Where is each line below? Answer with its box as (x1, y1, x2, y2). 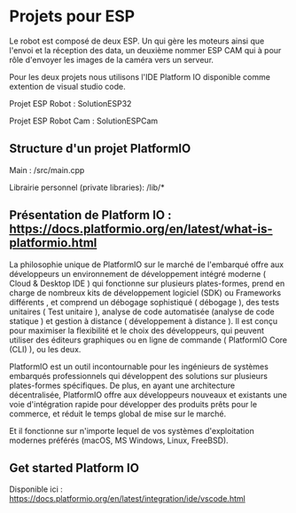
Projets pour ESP (9, 6, 136, 27)
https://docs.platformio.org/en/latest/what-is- (9, 222, 273, 237)
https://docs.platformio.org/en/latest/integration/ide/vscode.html (9, 493, 245, 504)
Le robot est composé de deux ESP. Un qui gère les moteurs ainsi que (9, 36, 265, 46)
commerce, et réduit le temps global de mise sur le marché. (9, 408, 227, 419)
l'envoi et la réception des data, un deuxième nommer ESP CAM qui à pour (9, 44, 282, 55)
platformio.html (9, 235, 97, 250)
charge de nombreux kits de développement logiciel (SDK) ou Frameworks (9, 287, 282, 298)
